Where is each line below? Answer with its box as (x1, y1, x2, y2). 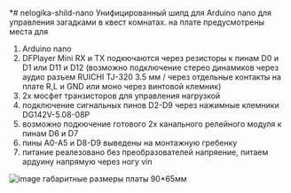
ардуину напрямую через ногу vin (21, 157, 153, 166)
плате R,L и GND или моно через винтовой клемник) (21, 81, 222, 91)
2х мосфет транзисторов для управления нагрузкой (21, 90, 221, 101)
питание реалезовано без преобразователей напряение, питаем (21, 147, 269, 158)
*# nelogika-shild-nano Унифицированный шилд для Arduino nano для (9, 8, 272, 18)
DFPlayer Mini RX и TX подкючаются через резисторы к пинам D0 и (21, 53, 279, 63)
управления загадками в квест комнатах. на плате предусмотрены (9, 17, 264, 27)
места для (9, 27, 49, 36)
